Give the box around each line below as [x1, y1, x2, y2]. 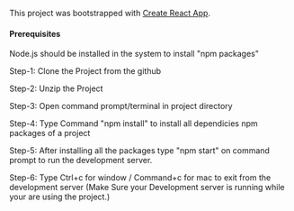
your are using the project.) [9, 191, 111, 202]
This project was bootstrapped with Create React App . [9, 8, 211, 18]
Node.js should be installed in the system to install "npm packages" [9, 49, 259, 60]
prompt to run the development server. [9, 155, 153, 166]
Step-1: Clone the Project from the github [9, 66, 162, 77]
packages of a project [9, 128, 91, 139]
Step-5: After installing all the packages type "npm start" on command [9, 145, 270, 156]
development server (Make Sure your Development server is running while [9, 182, 285, 193]
